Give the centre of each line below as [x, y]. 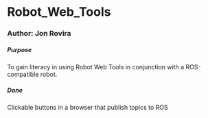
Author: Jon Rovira [39, 34]
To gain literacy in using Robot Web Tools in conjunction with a [95, 67]
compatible [23, 74]
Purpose [20, 49]
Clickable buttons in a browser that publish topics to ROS [88, 108]
